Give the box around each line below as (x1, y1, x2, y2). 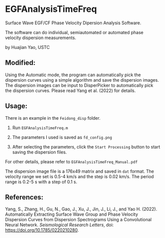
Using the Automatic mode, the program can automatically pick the (5, 72, 141, 78)
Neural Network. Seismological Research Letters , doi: (5, 222, 114, 228)
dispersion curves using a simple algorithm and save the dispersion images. (5, 77, 159, 83)
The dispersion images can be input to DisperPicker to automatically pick (5, 82, 154, 88)
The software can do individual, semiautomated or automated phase (5, 29, 144, 35)
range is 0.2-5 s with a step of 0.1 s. (5, 179, 77, 185)
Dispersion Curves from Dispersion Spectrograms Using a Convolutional (5, 217, 152, 223)
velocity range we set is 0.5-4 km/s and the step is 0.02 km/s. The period (5, 173, 154, 179)
